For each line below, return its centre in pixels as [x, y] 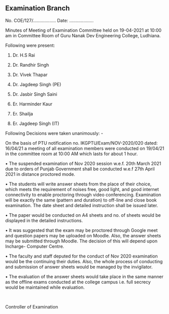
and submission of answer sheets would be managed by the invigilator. [79, 267]
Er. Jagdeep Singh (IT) [36, 123]
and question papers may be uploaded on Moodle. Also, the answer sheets [83, 235]
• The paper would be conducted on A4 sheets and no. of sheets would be [83, 215]
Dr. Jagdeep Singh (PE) [37, 84]
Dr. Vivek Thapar [30, 75]
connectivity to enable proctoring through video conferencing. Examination [83, 195]
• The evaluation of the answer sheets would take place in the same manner [84, 276]
